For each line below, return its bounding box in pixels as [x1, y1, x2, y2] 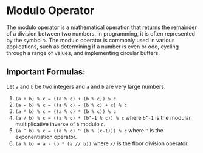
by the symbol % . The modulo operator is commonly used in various [6, 36, 175, 44]
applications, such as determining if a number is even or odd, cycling [6, 43, 179, 50]
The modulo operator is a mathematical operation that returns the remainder [6, 24, 198, 31]
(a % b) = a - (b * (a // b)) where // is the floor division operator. [15, 140, 189, 147]
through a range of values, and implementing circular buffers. [6, 49, 160, 56]
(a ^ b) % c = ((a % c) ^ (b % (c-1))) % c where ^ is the [15, 126, 164, 134]
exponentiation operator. [15, 133, 77, 140]
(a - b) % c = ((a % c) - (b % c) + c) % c [15, 102, 128, 108]
